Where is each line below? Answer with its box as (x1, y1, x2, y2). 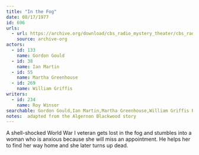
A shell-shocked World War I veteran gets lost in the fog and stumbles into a (6, 130, 192, 137)
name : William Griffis (17, 86, 73, 92)
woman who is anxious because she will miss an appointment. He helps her (6, 135, 191, 143)
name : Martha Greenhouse (17, 75, 78, 80)
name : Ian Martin (17, 63, 60, 70)
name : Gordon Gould (17, 53, 65, 59)
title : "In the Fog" (6, 8, 57, 15)
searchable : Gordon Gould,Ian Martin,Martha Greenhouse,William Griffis (6, 108, 190, 114)
